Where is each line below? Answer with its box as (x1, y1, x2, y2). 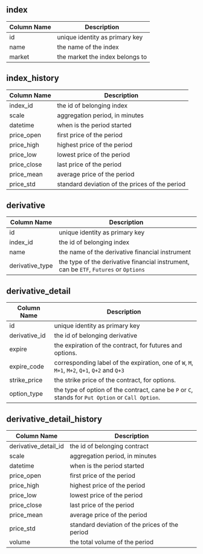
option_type (9, 390, 43, 398)
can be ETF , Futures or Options (59, 265, 145, 274)
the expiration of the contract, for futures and (54, 341, 182, 350)
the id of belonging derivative (54, 332, 138, 340)
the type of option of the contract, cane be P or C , (54, 386, 193, 395)
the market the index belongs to (57, 53, 147, 61)
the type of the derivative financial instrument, (59, 258, 190, 266)
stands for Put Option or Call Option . (54, 393, 161, 402)
